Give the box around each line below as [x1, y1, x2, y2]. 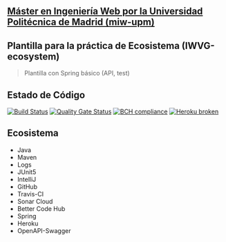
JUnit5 [17, 167, 37, 176]
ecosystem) [7, 50, 60, 62]
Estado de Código [7, 89, 85, 101]
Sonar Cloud [17, 197, 53, 205]
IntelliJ [17, 175, 37, 183]
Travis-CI [17, 189, 44, 198]
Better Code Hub [17, 204, 66, 213]
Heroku [17, 219, 39, 227]
